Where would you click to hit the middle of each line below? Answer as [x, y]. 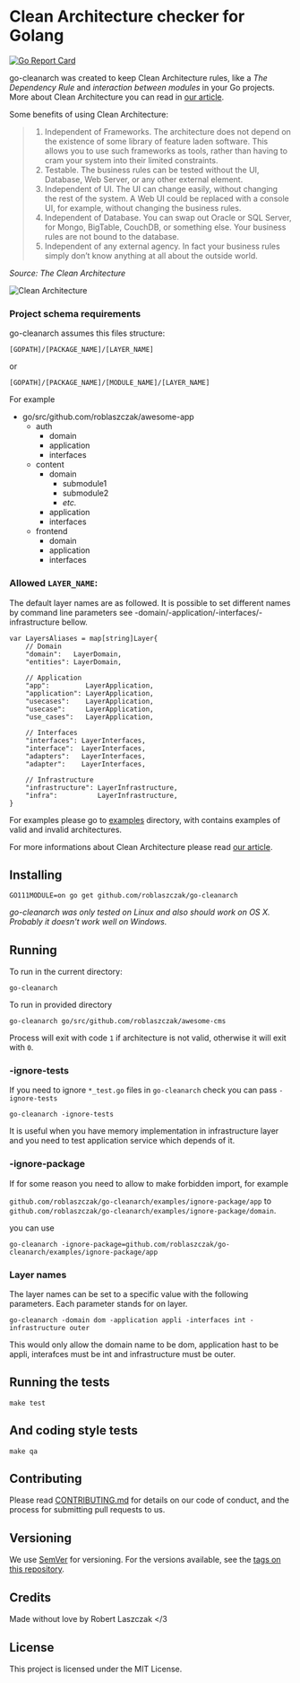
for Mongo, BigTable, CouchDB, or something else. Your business [165, 227]
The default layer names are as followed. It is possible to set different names [150, 602]
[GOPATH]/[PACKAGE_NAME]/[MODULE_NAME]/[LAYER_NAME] [110, 383]
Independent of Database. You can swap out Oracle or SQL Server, [168, 217]
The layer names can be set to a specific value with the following [129, 1294]
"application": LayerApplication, [90, 693]
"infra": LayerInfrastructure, [102, 795]
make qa [24, 1451]
